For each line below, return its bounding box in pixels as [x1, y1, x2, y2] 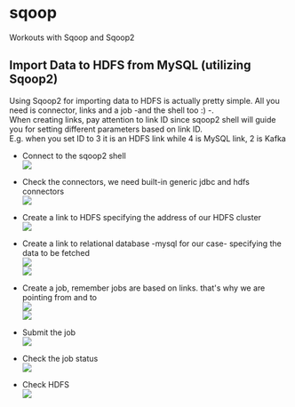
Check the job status [21, 353, 99, 363]
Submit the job [21, 327, 76, 338]
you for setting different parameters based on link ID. [9, 124, 203, 134]
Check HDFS [21, 379, 69, 389]
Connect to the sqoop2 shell [21, 150, 126, 161]
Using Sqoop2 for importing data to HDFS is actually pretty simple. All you [9, 95, 280, 106]
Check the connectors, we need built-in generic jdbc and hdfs [21, 176, 251, 187]
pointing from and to [21, 291, 98, 302]
